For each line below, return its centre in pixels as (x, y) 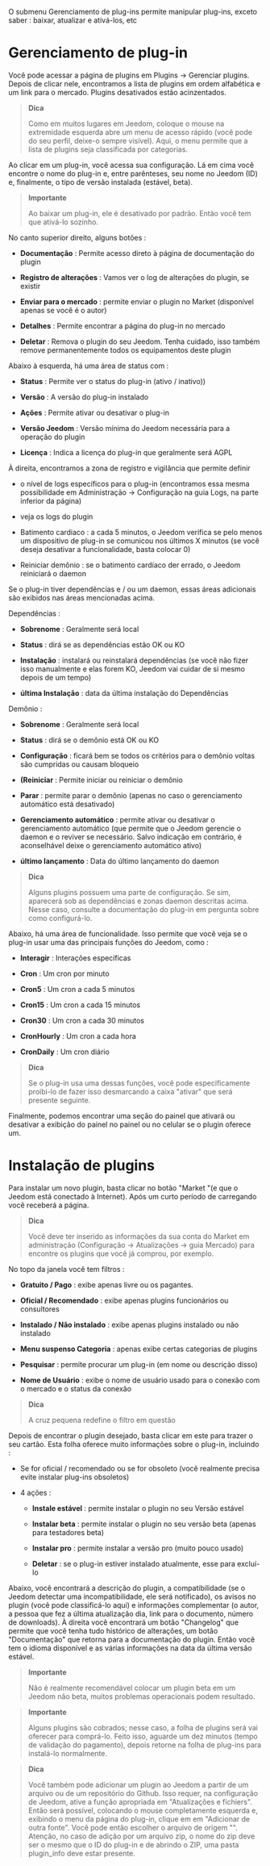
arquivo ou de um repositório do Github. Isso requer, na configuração (143, 1793)
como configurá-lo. (60, 918)
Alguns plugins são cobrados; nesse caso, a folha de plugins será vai (143, 1727)
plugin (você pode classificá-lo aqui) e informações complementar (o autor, (134, 1605)
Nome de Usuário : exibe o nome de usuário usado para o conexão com (140, 1380)
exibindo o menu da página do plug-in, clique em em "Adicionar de (139, 1818)
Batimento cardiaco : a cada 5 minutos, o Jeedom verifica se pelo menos (141, 532)
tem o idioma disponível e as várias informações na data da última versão (130, 1648)
